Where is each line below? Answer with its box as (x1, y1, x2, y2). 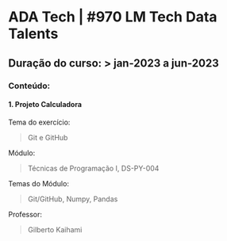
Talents (8, 25, 59, 43)
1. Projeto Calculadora (8, 100, 82, 109)
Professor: (8, 209, 42, 219)
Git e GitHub (27, 132, 68, 142)
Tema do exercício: (8, 117, 71, 127)
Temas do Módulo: (8, 178, 70, 188)
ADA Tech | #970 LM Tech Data (8, 8, 217, 26)
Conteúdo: (8, 80, 50, 91)
